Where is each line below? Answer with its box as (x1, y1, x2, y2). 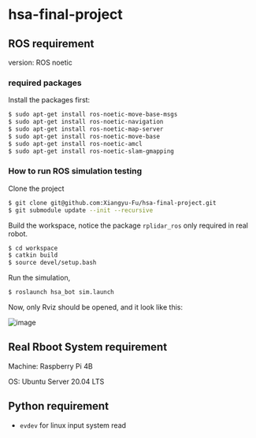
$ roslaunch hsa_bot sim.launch (8, 288, 114, 296)
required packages (8, 77, 82, 88)
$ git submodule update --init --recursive (8, 206, 154, 214)
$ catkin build (8, 251, 58, 259)
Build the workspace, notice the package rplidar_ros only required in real (8, 221, 249, 230)
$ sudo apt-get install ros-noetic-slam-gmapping (8, 147, 175, 155)
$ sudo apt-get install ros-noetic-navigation (8, 118, 164, 126)
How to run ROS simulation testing (8, 165, 143, 176)
